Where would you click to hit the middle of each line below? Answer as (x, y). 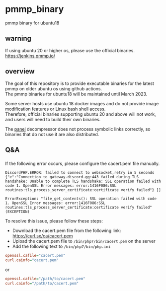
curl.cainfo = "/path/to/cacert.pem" (42, 283)
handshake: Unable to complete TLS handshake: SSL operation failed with (83, 181)
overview (20, 71)
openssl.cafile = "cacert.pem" (35, 255)
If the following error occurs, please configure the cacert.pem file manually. (83, 163)
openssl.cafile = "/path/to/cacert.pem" (45, 279)
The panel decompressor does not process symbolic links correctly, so (78, 129)
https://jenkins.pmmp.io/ (30, 56)
